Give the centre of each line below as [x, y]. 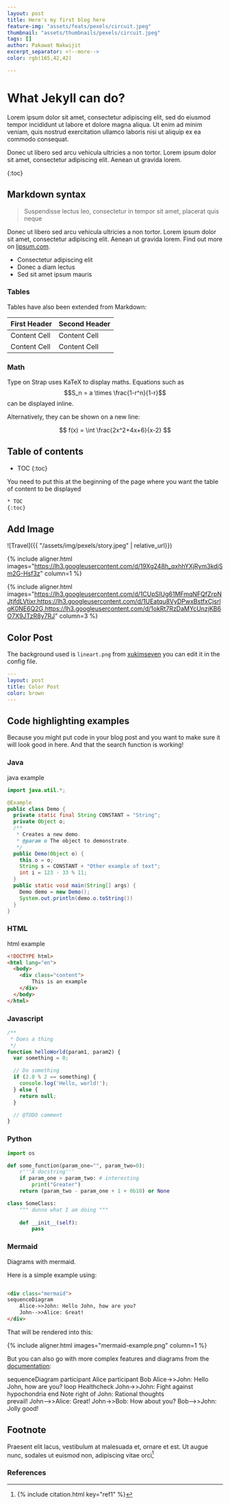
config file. [22, 662]
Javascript [25, 1018]
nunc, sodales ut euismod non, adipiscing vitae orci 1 [80, 1454]
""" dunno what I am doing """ [64, 1210]
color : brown [26, 693]
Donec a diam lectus [46, 267]
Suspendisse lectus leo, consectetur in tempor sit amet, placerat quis [121, 211]
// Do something [36, 1071]
